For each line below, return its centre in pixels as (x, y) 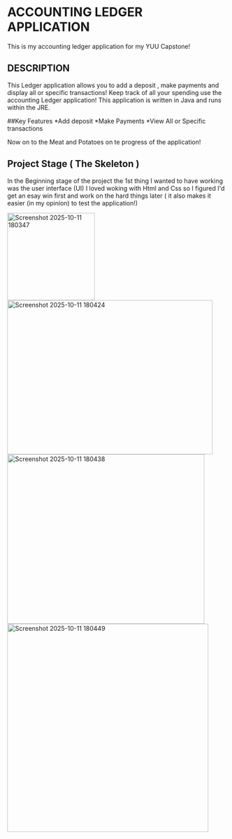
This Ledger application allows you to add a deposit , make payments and (113, 85)
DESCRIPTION (38, 68)
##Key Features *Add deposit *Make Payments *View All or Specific (107, 121)
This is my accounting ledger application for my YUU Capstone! (99, 46)
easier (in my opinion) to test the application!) (73, 203)
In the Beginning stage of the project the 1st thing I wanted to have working (115, 181)
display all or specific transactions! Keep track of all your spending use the (115, 92)
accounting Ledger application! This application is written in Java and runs (115, 100)
